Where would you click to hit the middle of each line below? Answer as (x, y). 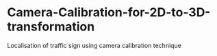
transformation (51, 27)
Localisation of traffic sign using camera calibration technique (94, 45)
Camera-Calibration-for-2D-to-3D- (109, 12)
